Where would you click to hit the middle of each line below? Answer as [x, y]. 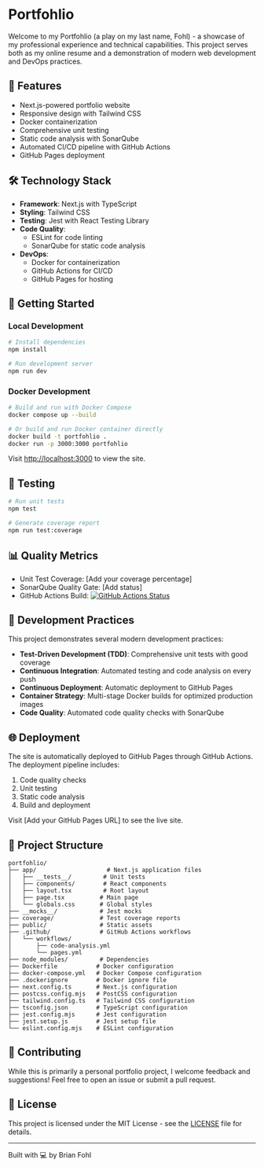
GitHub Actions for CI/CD [72, 271]
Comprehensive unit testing [64, 130]
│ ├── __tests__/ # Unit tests [77, 877]
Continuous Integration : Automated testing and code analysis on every [135, 671]
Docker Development [49, 391]
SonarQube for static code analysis [88, 245]
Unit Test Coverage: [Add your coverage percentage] [106, 579]
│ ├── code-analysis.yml [59, 945]
